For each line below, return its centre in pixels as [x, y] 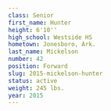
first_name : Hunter [40, 23]
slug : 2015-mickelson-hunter [55, 73]
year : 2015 [26, 95]
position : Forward [38, 66]
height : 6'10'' [33, 30]
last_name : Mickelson [43, 52]
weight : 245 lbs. [36, 88]
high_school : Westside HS [50, 37]
